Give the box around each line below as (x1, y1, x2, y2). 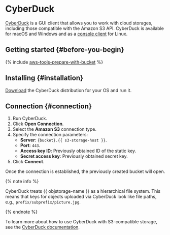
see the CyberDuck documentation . (5, 224, 80, 230)
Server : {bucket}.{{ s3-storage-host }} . (20, 137, 107, 143)
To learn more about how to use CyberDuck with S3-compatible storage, (5, 219, 157, 225)
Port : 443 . (20, 142, 41, 149)
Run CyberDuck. (12, 115, 47, 122)
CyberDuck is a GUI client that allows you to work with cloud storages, (5, 20, 153, 26)
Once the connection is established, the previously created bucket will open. (5, 168, 165, 174)
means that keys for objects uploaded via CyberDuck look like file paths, (5, 194, 157, 200)
